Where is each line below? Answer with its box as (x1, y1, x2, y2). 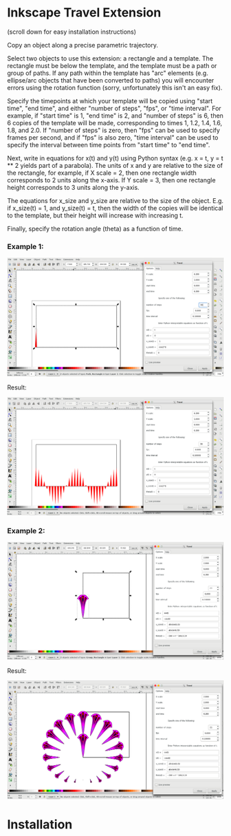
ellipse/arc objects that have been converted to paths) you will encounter (7, 76, 214, 84)
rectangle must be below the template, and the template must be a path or (7, 61, 217, 69)
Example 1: (7, 242, 44, 251)
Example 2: (7, 526, 45, 535)
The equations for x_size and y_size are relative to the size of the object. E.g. (7, 196, 224, 204)
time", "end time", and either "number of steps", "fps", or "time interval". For (7, 104, 221, 112)
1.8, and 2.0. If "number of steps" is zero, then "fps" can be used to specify (7, 126, 220, 134)
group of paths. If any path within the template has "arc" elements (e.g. (7, 69, 208, 77)
